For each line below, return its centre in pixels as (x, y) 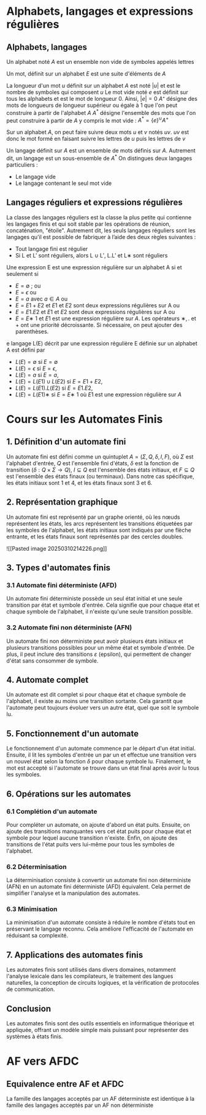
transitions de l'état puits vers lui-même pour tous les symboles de (90, 844)
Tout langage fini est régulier (51, 249)
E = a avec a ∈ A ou (41, 299)
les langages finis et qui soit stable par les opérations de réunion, (89, 224)
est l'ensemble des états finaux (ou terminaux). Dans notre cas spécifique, (100, 476)
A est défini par (26, 350)
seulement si (22, 274)
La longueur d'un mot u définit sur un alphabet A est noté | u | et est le (93, 85)
